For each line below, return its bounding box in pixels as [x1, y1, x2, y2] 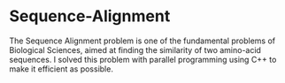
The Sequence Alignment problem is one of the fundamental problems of [9, 35, 276, 46]
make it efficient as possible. [9, 64, 113, 74]
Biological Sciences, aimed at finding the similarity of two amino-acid [9, 44, 261, 55]
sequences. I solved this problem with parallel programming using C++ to [9, 54, 277, 64]
